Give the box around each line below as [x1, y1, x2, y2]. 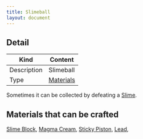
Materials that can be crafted [6, 109, 119, 119]
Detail [6, 37, 29, 48]
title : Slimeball [6, 9, 51, 15]
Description [9, 66, 43, 74]
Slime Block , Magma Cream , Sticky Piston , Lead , [6, 126, 129, 133]
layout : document [6, 15, 51, 21]
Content [50, 56, 75, 64]
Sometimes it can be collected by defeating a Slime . [6, 91, 137, 99]
